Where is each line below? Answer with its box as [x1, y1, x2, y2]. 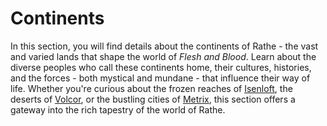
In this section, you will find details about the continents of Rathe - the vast [10, 40, 319, 52]
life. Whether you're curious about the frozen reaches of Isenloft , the [10, 82, 293, 94]
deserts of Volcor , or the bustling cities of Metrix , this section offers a [10, 93, 296, 105]
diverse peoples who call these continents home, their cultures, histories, [10, 61, 312, 73]
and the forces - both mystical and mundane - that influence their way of [10, 72, 311, 84]
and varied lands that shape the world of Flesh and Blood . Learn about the [10, 50, 317, 62]
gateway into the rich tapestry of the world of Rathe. [10, 103, 226, 116]
